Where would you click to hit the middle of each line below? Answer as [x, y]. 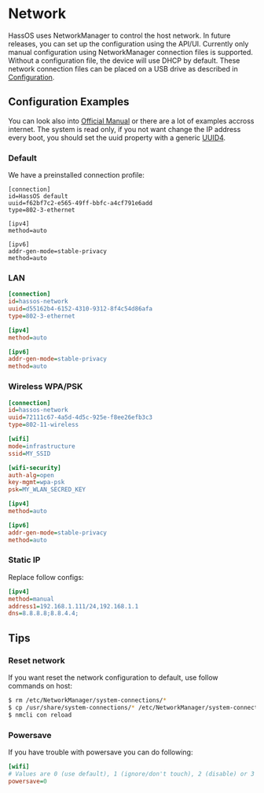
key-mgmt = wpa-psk [37, 483]
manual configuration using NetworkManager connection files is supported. [131, 52]
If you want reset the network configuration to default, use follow [113, 677]
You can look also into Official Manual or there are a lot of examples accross [131, 121]
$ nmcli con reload [40, 715]
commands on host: [40, 686]
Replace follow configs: [46, 577]
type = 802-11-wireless [44, 425]
